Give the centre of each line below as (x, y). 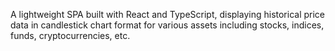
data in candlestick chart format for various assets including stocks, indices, (167, 25)
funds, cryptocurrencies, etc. (70, 35)
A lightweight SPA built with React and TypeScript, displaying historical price (168, 14)
